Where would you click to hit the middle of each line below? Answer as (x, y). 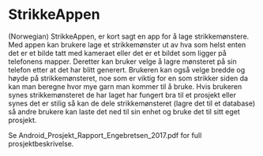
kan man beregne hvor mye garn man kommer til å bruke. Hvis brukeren (125, 86)
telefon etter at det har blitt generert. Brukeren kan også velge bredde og (127, 69)
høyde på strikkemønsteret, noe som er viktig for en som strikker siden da (128, 78)
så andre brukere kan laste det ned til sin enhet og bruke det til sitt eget (124, 111)
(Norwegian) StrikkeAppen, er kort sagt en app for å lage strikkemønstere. (129, 36)
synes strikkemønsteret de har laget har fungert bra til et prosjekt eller (122, 95)
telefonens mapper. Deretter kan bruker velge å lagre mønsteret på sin (122, 61)
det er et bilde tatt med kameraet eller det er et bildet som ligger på (117, 53)
